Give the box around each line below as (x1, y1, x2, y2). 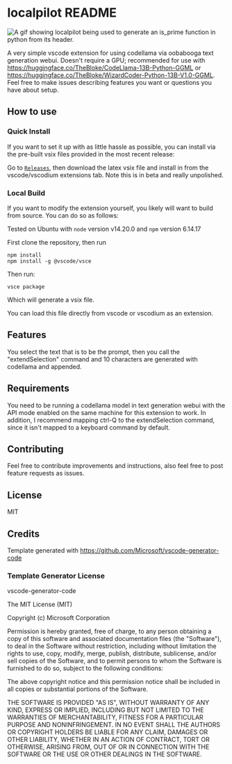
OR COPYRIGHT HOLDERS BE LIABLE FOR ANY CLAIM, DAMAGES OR (7, 728, 208, 736)
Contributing (7, 443, 64, 455)
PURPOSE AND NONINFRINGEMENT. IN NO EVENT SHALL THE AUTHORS (7, 721, 221, 729)
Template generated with (7, 546, 78, 554)
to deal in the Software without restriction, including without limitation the (7, 642, 217, 651)
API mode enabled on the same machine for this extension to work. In (7, 408, 206, 416)
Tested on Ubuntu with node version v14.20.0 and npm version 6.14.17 (7, 225, 201, 233)
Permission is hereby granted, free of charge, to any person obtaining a (7, 627, 212, 635)
